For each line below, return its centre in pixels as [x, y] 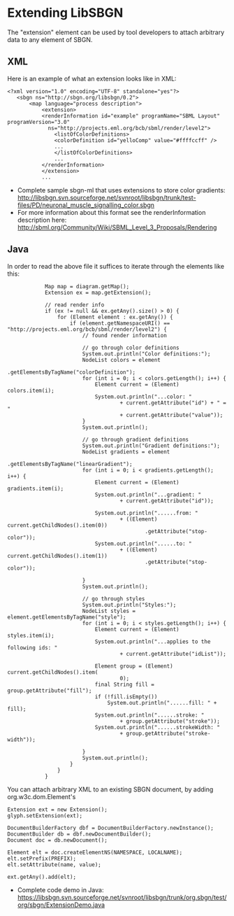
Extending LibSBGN [65, 13]
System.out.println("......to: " [143, 544]
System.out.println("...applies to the [153, 642]
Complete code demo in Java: [60, 889]
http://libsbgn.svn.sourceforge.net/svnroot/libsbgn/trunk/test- [107, 197]
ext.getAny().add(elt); [42, 877]
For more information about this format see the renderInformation [111, 212]
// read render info [74, 305]
